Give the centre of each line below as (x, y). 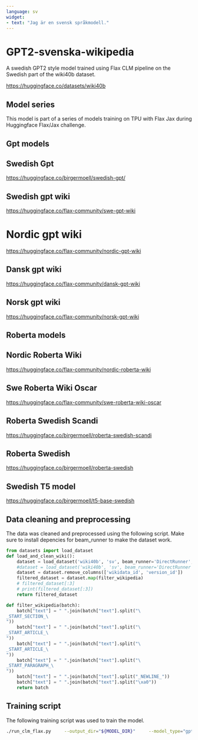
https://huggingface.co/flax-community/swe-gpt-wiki (71, 211)
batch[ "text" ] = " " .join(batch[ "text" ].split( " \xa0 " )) (87, 682)
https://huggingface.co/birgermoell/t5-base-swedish (70, 501)
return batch (33, 687)
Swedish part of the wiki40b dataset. (51, 74)
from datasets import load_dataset (50, 550)
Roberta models (36, 335)
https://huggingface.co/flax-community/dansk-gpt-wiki (73, 284)
